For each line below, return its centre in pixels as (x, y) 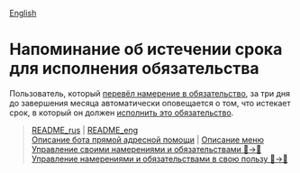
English (23, 13)
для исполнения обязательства (134, 69)
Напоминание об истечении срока (146, 50)
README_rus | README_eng (85, 130)
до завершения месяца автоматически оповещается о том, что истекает (150, 103)
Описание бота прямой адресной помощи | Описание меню (147, 140)
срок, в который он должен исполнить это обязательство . (122, 113)
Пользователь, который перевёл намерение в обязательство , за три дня (150, 93)
